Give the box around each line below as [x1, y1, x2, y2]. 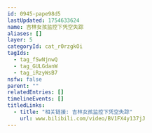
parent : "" [7, 82, 39, 89]
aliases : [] [7, 30, 42, 37]
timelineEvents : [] [7, 96, 64, 103]
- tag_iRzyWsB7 [13, 69, 58, 76]
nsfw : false [7, 75, 42, 83]
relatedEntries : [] [7, 89, 64, 96]
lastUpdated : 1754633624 [7, 17, 80, 24]
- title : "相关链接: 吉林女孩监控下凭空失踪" [13, 108, 133, 115]
